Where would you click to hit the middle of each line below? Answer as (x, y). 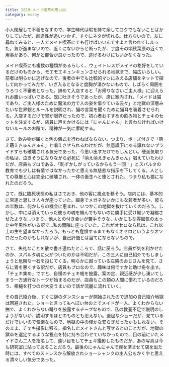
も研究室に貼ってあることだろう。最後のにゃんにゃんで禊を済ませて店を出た (84, 347)
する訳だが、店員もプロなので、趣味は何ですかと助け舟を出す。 (97, 267)
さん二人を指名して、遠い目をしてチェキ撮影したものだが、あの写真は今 (89, 340)
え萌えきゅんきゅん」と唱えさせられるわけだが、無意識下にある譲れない (80, 145)
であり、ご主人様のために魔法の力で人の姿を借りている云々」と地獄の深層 (82, 103)
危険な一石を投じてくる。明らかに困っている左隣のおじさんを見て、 (89, 261)
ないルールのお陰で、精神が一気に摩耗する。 (52, 128)
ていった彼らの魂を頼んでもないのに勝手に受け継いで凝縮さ (102, 212)
